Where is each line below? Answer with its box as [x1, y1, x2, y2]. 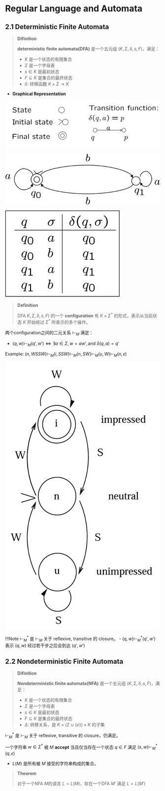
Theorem [17, 770, 37, 777]
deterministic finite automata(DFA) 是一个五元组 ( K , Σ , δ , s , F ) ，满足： [17, 46, 160, 52]
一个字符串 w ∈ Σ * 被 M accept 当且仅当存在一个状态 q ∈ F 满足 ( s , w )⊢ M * [5, 743, 158, 751]
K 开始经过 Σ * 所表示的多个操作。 [23, 319, 91, 325]
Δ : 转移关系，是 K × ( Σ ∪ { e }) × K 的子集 [24, 722, 105, 728]
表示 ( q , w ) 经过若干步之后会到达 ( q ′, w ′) [5, 643, 85, 648]
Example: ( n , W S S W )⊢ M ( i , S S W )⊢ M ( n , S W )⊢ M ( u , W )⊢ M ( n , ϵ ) [5, 351, 127, 358]
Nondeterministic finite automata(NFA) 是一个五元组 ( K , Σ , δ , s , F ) [17, 681, 152, 686]
